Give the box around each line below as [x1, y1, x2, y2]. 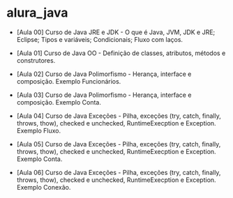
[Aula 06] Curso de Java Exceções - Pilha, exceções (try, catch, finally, [16, 168, 221, 176]
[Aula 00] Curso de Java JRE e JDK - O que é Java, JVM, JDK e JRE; [16, 28, 216, 36]
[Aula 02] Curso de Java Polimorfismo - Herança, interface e [16, 70, 192, 78]
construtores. [16, 56, 56, 64]
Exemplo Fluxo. [16, 126, 61, 135]
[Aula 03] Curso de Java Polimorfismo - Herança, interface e [16, 91, 192, 99]
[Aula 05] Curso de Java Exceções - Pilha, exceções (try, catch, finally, [16, 139, 221, 148]
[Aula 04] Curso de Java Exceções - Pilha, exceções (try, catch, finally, [16, 112, 221, 120]
